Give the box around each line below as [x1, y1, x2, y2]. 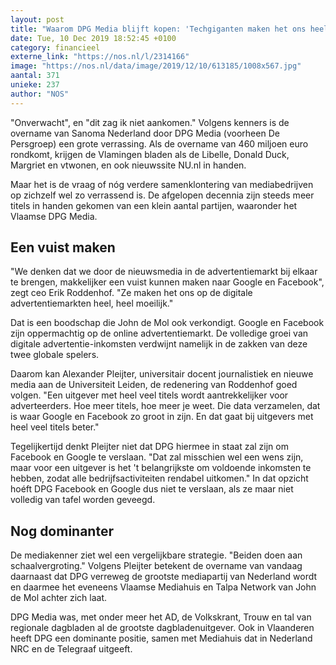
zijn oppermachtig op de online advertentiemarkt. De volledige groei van [10, 327, 309, 340]
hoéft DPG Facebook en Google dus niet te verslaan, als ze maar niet [10, 483, 294, 495]
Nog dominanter [10, 522, 114, 540]
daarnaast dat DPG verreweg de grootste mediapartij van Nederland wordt [10, 571, 318, 583]
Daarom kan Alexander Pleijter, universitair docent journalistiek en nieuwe [10, 368, 314, 380]
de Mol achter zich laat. [10, 592, 108, 604]
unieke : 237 [10, 80, 60, 90]
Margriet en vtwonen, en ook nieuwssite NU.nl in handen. [10, 159, 247, 171]
